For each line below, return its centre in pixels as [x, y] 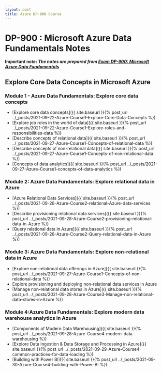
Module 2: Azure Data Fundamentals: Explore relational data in [80, 182]
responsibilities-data [32, 133]
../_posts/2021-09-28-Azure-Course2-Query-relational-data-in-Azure [81, 234]
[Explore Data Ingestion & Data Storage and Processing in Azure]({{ [79, 344]
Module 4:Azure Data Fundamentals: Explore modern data [75, 312]
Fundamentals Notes [48, 48]
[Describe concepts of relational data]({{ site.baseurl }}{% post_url [78, 138]
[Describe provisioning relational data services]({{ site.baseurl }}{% [79, 214]
